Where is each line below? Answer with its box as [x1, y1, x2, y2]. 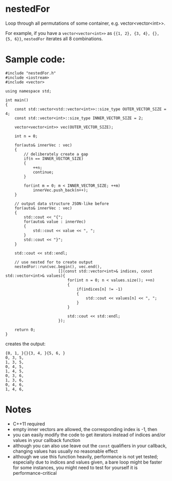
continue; [32, 169, 54, 175]
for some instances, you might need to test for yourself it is [12, 464, 138, 471]
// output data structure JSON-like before [14, 201, 109, 206]
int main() [5, 97, 29, 103]
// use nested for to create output [14, 259, 93, 265]
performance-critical [12, 470, 57, 476]
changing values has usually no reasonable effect [12, 448, 118, 454]
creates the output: [5, 341, 46, 347]
